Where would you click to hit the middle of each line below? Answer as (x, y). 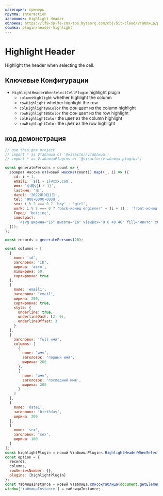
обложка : (14, 23)
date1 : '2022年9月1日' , (37, 195)
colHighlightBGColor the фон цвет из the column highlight (77, 108)
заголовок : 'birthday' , (38, 412)
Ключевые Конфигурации (47, 81)
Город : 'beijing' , (32, 213)
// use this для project (30, 150)
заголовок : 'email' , (34, 294)
